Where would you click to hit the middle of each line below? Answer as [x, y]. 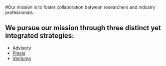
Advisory [22, 48]
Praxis [19, 53]
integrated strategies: [40, 36]
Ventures [22, 58]
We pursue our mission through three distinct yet [83, 28]
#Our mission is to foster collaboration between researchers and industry [80, 7]
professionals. [20, 12]
